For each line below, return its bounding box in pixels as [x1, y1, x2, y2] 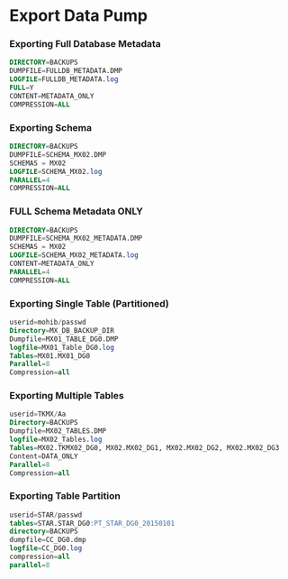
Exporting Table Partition [9, 490, 121, 502]
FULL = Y [9, 83, 34, 93]
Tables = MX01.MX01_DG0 [9, 351, 91, 361]
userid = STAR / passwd [9, 510, 83, 519]
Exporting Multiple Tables [9, 390, 124, 402]
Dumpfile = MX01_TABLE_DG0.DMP [9, 335, 119, 344]
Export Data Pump [9, 5, 148, 26]
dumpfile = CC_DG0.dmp [9, 536, 87, 545]
